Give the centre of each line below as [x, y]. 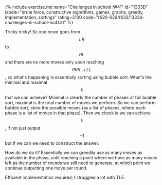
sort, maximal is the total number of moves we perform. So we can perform [80, 103]
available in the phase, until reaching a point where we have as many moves [81, 158]
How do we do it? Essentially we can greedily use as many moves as [74, 153]
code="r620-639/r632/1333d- [114, 17]
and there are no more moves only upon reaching [54, 62]
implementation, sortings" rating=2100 [44, 17]
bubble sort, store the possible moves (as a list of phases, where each [75, 108]
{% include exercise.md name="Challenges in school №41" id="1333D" [77, 7]
